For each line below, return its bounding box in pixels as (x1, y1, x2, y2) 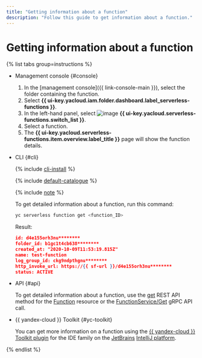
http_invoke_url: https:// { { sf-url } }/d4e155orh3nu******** (14, 263, 172, 270)
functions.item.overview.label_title (24, 136, 114, 143)
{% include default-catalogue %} (14, 177, 98, 185)
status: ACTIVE (14, 269, 54, 275)
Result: (14, 224, 33, 231)
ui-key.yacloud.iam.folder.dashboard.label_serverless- (47, 97, 190, 104)
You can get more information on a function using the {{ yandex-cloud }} (14, 328, 196, 335)
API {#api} (14, 280, 41, 287)
